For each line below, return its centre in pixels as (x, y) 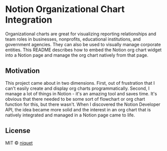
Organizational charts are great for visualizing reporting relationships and (81, 34)
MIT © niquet (19, 143)
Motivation (23, 71)
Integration (29, 20)
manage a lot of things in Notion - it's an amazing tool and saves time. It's (81, 93)
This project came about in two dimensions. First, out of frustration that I (80, 83)
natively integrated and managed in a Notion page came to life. (70, 115)
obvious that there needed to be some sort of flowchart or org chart (75, 99)
